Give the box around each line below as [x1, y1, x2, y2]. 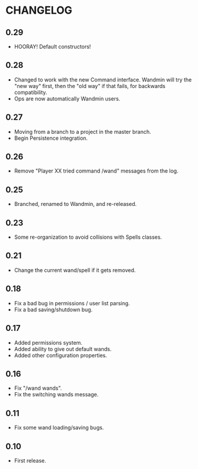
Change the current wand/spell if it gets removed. [14, 266, 136, 274]
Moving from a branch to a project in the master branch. [14, 128, 152, 135]
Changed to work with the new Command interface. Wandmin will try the [14, 76, 192, 83]
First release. [14, 457, 46, 464]
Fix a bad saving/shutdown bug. [14, 306, 93, 313]
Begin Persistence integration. [14, 135, 88, 142]
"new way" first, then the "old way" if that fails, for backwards [14, 82, 166, 89]
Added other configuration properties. [14, 352, 107, 359]
